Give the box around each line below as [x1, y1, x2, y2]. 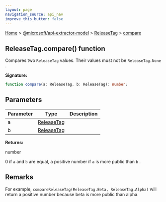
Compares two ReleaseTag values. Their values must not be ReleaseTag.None [5, 57, 162, 63]
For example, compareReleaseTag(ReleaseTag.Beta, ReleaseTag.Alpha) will [5, 186, 157, 192]
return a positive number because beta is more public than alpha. [5, 191, 139, 197]
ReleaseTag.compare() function [5, 44, 105, 52]
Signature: [5, 72, 27, 78]
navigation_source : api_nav [5, 12, 64, 17]
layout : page [5, 7, 32, 12]
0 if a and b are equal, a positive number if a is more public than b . [5, 158, 141, 164]
